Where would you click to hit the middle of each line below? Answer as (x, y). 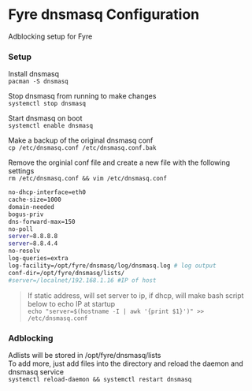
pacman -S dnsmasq (38, 82)
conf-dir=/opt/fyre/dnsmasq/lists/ (67, 273)
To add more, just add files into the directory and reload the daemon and (126, 363)
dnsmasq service (36, 371)
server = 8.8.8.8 (33, 236)
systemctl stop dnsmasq (47, 104)
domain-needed (31, 207)
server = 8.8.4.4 (33, 244)
